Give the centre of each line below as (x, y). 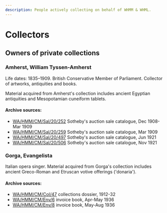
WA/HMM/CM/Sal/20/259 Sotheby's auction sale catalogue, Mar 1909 (85, 132)
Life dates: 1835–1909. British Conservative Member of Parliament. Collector (84, 78)
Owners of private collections (52, 53)
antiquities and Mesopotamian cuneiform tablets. (56, 99)
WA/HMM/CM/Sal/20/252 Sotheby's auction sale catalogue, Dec (79, 121)
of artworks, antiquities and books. (41, 84)
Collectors (27, 34)
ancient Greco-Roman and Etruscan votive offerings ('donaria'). (71, 172)
